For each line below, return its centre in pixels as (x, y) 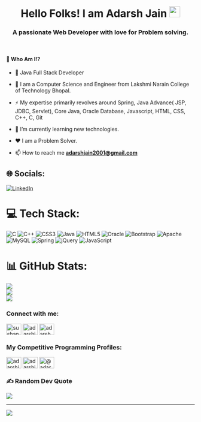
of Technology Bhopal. (43, 91)
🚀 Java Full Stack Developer (49, 73)
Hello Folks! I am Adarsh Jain (94, 13)
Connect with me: (33, 314)
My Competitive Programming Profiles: (64, 347)
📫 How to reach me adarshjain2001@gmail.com (76, 152)
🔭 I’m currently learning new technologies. (67, 129)
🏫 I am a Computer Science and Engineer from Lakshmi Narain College (102, 84)
